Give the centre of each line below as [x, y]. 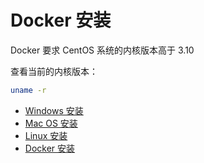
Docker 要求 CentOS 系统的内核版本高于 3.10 [102, 50]
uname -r [28, 90]
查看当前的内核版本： [54, 71]
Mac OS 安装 [51, 123]
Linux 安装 [46, 135]
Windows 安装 [54, 110]
